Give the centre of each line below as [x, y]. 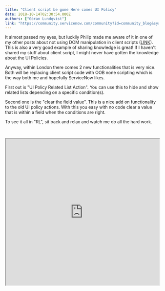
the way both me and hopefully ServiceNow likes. [55, 78]
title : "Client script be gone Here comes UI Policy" [61, 10]
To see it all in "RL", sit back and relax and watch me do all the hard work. [79, 122]
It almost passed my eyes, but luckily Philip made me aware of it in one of [79, 37]
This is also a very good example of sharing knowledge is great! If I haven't [81, 47]
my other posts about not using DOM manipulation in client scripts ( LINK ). [79, 43]
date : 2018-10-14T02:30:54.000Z [38, 14]
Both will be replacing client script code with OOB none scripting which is [79, 73]
